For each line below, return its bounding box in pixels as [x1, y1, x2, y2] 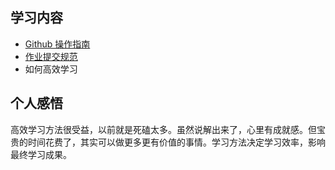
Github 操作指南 [24, 38, 91, 50]
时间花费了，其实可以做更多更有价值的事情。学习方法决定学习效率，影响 [27, 136, 326, 148]
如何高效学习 [24, 63, 78, 75]
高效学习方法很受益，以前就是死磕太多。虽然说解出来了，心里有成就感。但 [10, 123, 317, 135]
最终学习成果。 [10, 148, 72, 160]
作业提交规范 [24, 50, 78, 62]
